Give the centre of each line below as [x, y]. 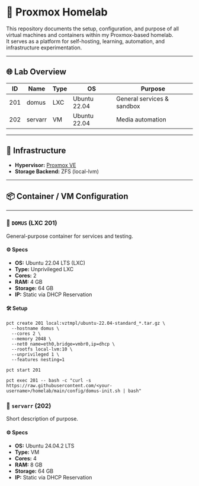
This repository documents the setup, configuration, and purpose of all [93, 29]
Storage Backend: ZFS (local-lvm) [57, 171]
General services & [142, 99]
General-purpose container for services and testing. [70, 236]
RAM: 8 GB [28, 465]
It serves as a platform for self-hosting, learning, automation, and [85, 41]
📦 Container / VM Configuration [67, 196]
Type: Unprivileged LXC [44, 269]
